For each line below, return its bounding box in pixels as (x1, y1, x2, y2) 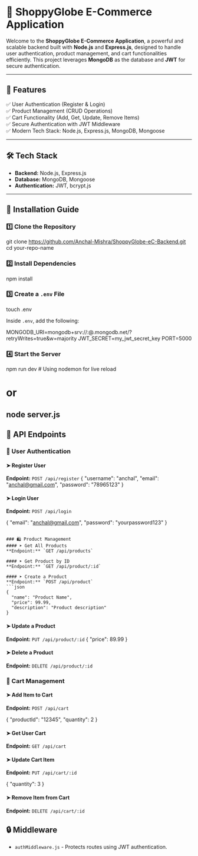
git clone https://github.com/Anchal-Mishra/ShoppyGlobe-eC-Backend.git (6, 238, 186, 245)
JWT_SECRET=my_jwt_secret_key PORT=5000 (78, 335, 192, 342)
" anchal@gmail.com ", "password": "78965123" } (6, 481, 124, 488)
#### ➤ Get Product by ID (6, 558, 70, 564)
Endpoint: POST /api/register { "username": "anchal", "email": (6, 475, 159, 482)
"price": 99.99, (11, 600, 51, 606)
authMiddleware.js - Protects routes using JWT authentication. (14, 844, 167, 851)
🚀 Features (6, 85, 47, 95)
